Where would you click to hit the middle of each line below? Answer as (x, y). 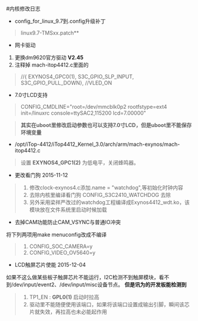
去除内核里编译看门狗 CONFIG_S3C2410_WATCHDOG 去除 (100, 195)
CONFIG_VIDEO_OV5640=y (62, 253)
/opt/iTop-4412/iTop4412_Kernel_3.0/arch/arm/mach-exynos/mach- (97, 144)
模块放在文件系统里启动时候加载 (68, 210)
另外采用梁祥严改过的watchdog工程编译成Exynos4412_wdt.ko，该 (109, 202)
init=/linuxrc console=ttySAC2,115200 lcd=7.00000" (83, 113)
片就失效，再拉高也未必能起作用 (68, 312)
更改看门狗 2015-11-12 (41, 175)
